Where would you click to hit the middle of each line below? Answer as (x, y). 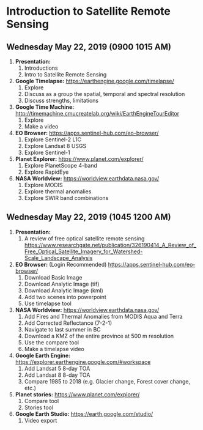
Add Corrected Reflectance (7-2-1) (68, 323)
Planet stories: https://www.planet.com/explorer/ (77, 394)
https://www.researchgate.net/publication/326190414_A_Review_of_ (110, 245)
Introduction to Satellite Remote (89, 11)
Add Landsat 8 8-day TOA (57, 375)
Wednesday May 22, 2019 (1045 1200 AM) (89, 217)
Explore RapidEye (46, 172)
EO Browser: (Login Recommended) (61, 264)
